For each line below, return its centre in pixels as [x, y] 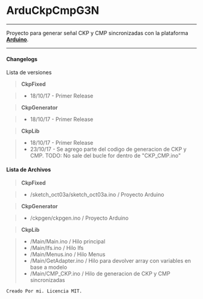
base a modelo [49, 268]
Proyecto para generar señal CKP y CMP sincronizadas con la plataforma [97, 33]
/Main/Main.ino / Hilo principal [68, 241]
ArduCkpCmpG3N [53, 11]
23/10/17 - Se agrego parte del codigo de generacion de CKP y [108, 149]
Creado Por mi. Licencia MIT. [44, 291]
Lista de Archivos [29, 169]
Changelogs [22, 59]
